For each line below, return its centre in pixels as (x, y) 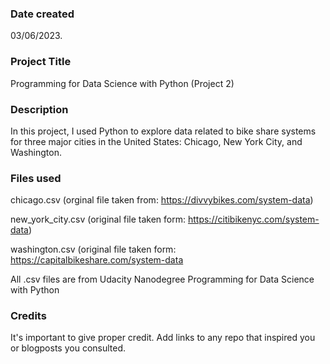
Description (39, 109)
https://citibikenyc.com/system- (253, 219)
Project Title (41, 62)
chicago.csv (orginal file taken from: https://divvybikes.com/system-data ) (162, 200)
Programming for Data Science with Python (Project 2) (122, 83)
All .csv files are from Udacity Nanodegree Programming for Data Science (162, 279)
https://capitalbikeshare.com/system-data (97, 260)
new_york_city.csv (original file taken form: (98, 219)
